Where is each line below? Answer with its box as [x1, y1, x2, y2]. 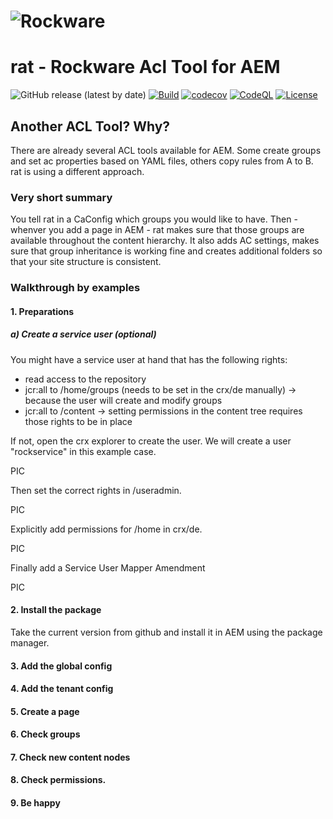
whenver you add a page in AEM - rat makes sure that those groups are [10, 224, 305, 236]
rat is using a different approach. [10, 165, 145, 177]
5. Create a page [10, 705, 80, 717]
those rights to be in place [24, 415, 133, 427]
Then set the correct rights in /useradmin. [10, 484, 182, 496]
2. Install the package [10, 604, 102, 616]
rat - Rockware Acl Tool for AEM [10, 56, 281, 79]
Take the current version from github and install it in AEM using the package [10, 626, 323, 638]
